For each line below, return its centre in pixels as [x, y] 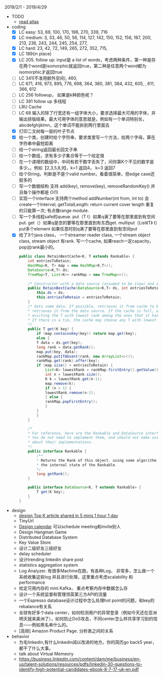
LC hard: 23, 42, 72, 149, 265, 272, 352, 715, [63, 48]
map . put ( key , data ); [57, 352]
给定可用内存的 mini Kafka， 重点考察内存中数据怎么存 [73, 588]
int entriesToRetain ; [50, 261]
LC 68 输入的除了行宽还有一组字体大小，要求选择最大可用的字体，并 [87, 113]
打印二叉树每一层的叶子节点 [47, 131]
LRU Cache [30, 106]
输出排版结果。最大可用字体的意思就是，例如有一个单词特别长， [83, 119]
